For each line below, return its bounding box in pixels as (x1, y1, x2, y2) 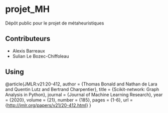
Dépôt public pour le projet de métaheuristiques (5, 20, 104, 26)
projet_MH (5, 3, 50, 15)
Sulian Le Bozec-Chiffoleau (12, 53, 69, 59)
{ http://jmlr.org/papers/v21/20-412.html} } (5, 102, 92, 108)
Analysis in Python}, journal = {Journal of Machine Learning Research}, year (5, 91, 163, 97)
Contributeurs (5, 34, 51, 43)
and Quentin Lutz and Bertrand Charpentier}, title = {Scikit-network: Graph (5, 86, 159, 92)
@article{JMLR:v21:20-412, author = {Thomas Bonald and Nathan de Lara (5, 81, 157, 87)
